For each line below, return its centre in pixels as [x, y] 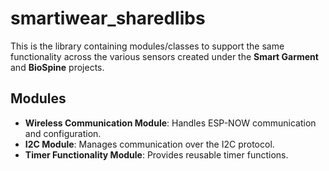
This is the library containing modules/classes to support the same [147, 46]
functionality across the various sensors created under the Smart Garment [164, 56]
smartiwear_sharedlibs [108, 18]
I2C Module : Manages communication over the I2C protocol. [149, 144]
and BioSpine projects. [57, 67]
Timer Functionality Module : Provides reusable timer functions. [156, 154]
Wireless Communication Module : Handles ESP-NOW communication [170, 123]
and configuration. [63, 133]
